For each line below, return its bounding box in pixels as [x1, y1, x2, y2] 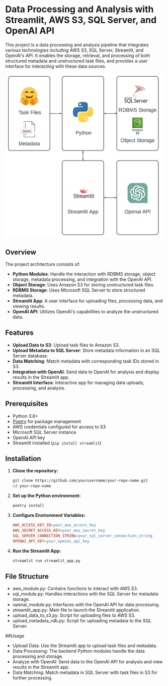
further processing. [12, 675, 53, 681]
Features [5, 328, 34, 337]
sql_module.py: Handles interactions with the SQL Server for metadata [12, 591, 158, 597]
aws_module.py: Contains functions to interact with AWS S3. [12, 585, 138, 592]
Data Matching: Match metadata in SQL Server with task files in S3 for [12, 669, 157, 675]
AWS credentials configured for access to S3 [12, 423, 106, 430]
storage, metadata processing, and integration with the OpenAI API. [12, 276, 153, 282]
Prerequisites [5, 400, 48, 408]
